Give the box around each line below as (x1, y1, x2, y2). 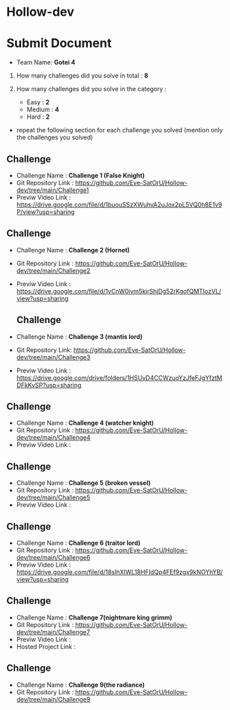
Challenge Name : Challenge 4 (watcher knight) (16, 419, 154, 427)
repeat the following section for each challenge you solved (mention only (16, 126, 223, 134)
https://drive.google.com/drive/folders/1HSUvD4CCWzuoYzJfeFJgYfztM (16, 373, 222, 381)
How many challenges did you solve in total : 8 (16, 71, 149, 80)
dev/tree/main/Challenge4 (16, 434, 91, 442)
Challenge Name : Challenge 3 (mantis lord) (16, 332, 143, 340)
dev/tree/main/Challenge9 (16, 695, 91, 703)
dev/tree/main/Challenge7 (16, 628, 91, 636)
